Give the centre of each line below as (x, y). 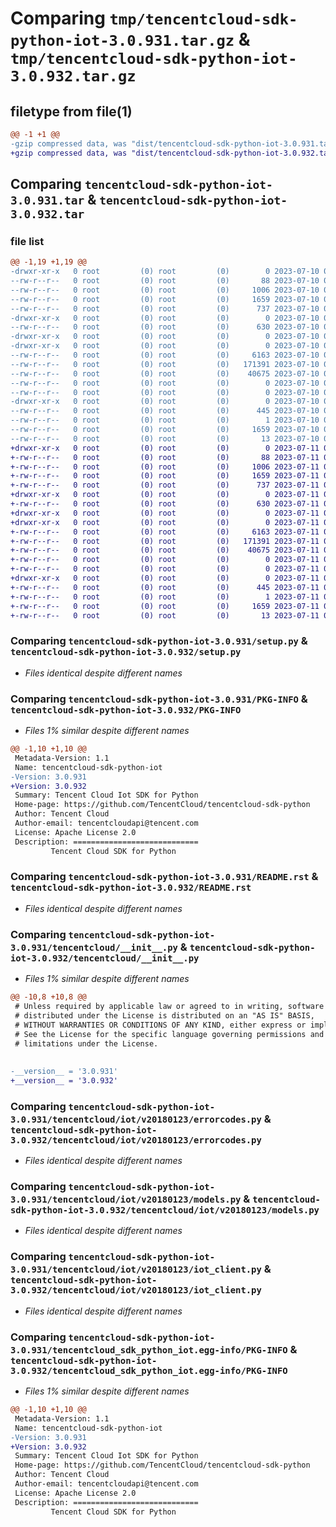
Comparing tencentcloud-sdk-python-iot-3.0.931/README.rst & (164, 877)
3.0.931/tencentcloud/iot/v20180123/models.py (126, 1200)
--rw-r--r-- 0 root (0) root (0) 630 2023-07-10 (165, 327)
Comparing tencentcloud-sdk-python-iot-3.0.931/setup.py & (159, 641)
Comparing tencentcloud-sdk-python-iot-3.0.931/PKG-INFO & (159, 699)
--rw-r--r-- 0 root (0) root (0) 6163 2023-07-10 (165, 355)
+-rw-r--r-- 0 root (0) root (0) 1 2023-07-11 (165, 597)
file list (27, 241)
